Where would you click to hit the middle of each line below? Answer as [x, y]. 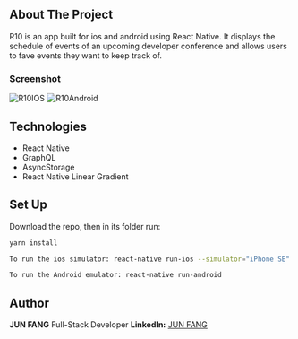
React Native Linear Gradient [75, 176]
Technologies [48, 126]
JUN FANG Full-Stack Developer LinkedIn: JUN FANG [109, 325]
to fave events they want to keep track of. [86, 55]
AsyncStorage [48, 167]
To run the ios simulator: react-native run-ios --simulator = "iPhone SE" [150, 259]
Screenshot [35, 78]
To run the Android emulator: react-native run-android [115, 275]
